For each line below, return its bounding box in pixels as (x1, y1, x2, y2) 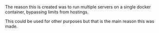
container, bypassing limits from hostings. (5, 9, 89, 15)
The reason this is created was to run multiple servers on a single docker (5, 4, 151, 10)
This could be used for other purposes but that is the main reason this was (5, 19, 155, 24)
